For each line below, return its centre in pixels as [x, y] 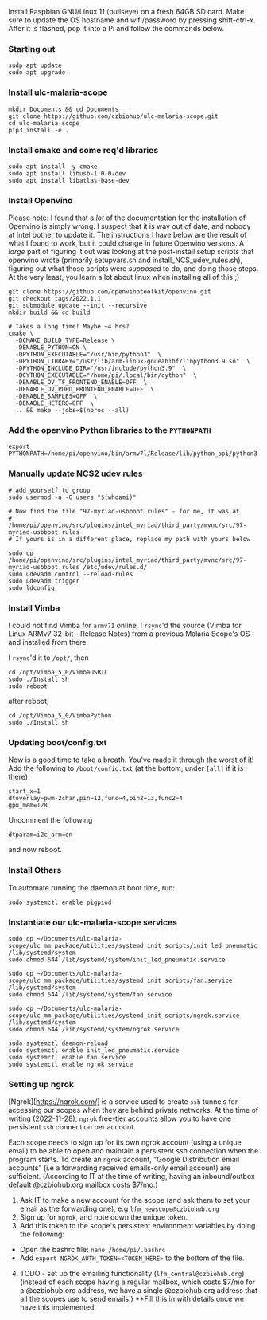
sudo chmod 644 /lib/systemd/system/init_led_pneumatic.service [117, 960]
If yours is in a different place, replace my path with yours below [133, 539]
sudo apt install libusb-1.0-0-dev [67, 173]
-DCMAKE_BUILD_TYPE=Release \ [65, 341]
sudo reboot [28, 686]
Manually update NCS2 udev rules [75, 473]
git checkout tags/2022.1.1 [55, 299]
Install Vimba [34, 607]
